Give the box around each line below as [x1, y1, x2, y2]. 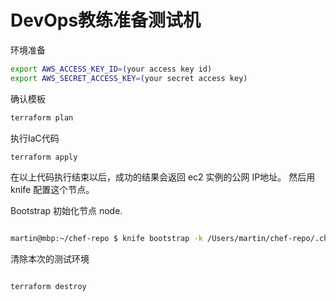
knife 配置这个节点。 [10, 184, 95, 196]
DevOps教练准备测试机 [10, 9, 202, 32]
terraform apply [10, 152, 78, 162]
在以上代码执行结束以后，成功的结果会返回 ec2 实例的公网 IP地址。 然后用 [10, 171, 316, 183]
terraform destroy [10, 282, 87, 292]
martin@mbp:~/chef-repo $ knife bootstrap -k [10, 234, 203, 244]
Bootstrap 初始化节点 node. [10, 205, 123, 217]
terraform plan [10, 112, 74, 123]
